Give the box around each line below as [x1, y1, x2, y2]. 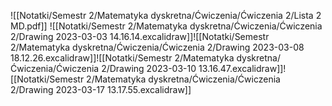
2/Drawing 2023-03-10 [101, 63, 197, 74]
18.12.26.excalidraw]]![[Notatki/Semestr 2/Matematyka [10, 52, 235, 64]
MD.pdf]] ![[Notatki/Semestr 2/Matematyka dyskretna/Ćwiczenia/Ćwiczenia [10, 20, 323, 32]
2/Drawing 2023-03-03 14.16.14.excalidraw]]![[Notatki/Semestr [10, 31, 270, 42]
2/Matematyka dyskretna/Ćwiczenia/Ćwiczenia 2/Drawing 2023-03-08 [10, 41, 305, 53]
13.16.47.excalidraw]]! [198, 63, 287, 74]
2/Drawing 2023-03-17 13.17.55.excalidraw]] [10, 84, 192, 95]
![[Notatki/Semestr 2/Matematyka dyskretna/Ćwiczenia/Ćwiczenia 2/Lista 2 [10, 10, 322, 21]
